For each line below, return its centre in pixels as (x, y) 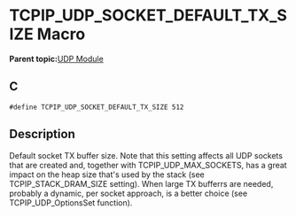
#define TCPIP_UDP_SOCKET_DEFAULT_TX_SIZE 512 (97, 107)
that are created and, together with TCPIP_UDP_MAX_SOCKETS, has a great (148, 165)
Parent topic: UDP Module (56, 58)
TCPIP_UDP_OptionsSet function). (71, 202)
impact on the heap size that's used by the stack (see (107, 174)
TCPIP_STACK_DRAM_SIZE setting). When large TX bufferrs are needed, (141, 183)
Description (42, 134)
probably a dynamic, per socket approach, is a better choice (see (129, 193)
